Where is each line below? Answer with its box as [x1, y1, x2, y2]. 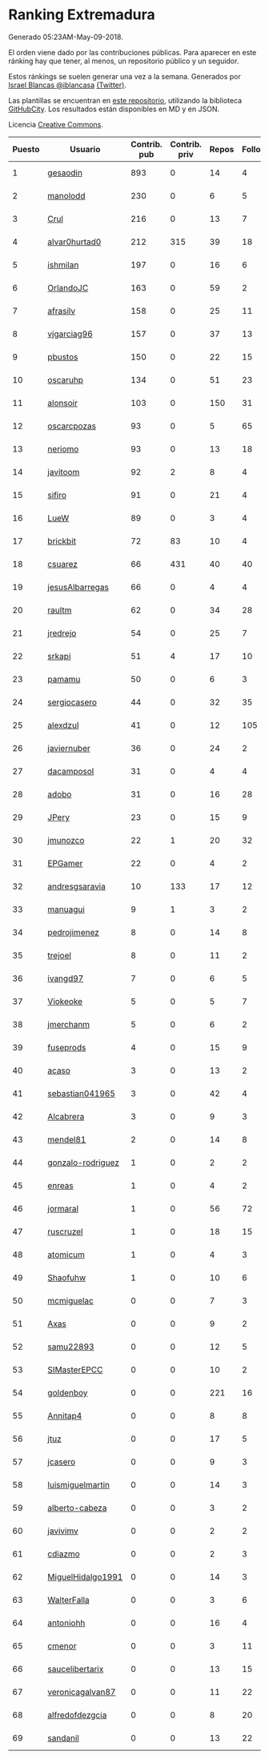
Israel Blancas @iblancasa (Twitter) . [8, 80, 126, 90]
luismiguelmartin [47, 1479, 110, 1490]
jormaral [47, 1203, 78, 1214]
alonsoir [47, 397, 78, 408]
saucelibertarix [47, 1663, 104, 1674]
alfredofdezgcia [47, 1709, 107, 1721]
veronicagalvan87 [47, 1686, 116, 1697]
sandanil [47, 1732, 80, 1743]
